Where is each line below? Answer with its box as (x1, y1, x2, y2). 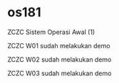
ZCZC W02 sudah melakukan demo (7, 55, 112, 64)
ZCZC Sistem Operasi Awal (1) (7, 28, 95, 36)
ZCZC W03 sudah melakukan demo (7, 69, 112, 77)
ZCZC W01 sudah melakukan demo (7, 41, 110, 50)
